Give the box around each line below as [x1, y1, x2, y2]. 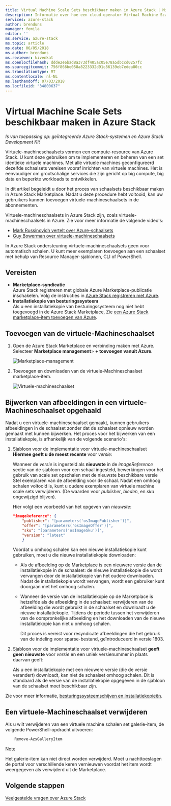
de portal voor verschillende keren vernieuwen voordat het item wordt [5, 761, 152, 767]
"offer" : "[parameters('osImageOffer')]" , [22, 523, 113, 528]
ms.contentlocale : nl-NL [5, 74, 58, 79]
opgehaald [66, 406, 101, 414]
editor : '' [5, 31, 28, 36]
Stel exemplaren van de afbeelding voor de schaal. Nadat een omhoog [12, 477, 161, 483]
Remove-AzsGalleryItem [14, 736, 63, 742]
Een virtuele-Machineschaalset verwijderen [5, 707, 148, 716]
